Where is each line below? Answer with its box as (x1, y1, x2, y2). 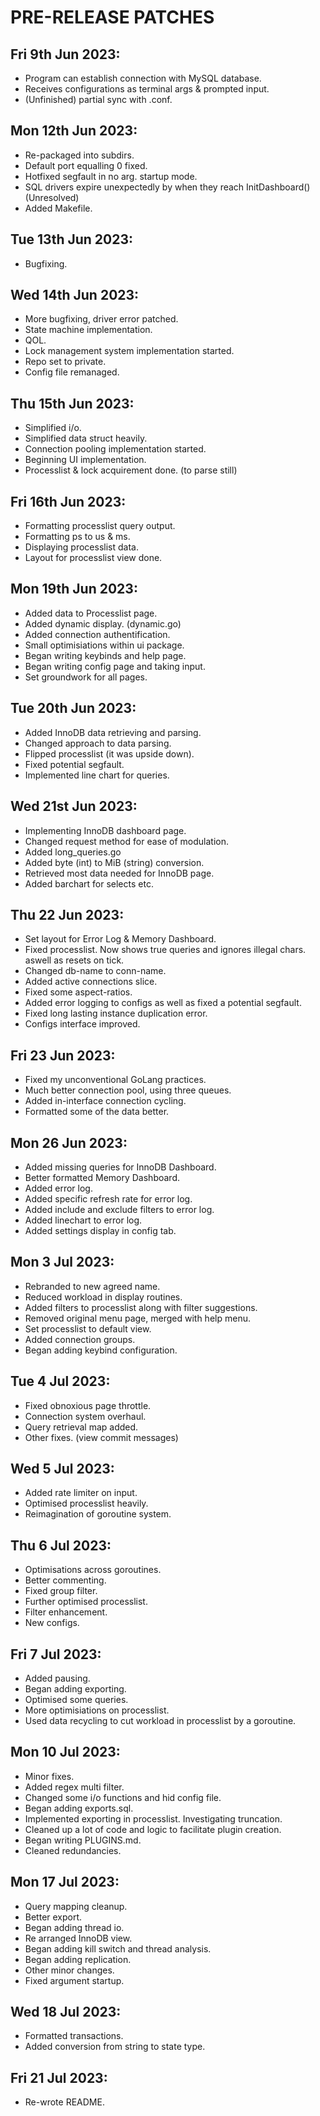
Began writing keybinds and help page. (24, 649, 187, 661)
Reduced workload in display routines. (24, 1291, 183, 1303)
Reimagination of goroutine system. (24, 1508, 172, 1520)
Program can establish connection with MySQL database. (24, 72, 262, 84)
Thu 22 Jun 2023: (10, 906, 125, 923)
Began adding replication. (24, 1953, 132, 1965)
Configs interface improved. (24, 1018, 141, 1030)
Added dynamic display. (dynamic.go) (24, 617, 182, 630)
